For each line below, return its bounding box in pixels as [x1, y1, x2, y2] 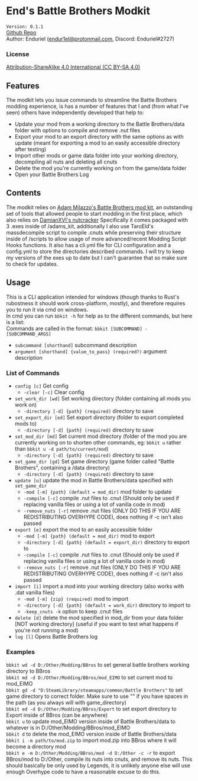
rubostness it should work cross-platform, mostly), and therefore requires [6, 299, 186, 306]
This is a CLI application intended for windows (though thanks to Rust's [6, 293, 180, 300]
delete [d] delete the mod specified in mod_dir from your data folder [14, 614, 184, 621]
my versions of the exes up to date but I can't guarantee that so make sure [6, 254, 187, 261]
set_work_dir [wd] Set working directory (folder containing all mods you [14, 395, 191, 402]
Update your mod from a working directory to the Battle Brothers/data [14, 120, 185, 128]
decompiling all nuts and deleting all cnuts [14, 158, 118, 165]
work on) [14, 401, 37, 408]
